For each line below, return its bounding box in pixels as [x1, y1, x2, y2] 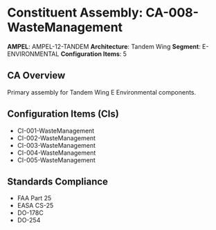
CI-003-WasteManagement [17, 141, 96, 149]
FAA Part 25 [17, 194, 52, 202]
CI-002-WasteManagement [17, 133, 96, 142]
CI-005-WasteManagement [17, 155, 96, 164]
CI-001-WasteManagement [17, 126, 95, 135]
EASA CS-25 [17, 202, 54, 210]
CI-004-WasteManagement [17, 148, 96, 157]
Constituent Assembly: [7, 5, 143, 21]
